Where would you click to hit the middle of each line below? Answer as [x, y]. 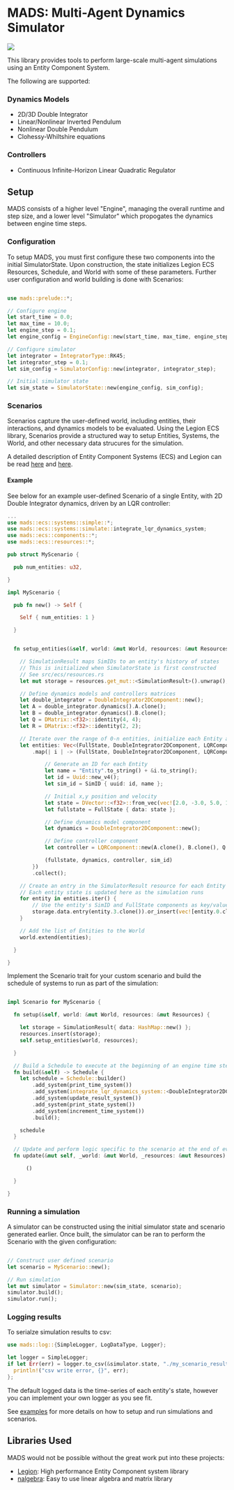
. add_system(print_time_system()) [82, 1085]
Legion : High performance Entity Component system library [103, 1471]
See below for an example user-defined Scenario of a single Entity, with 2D [115, 496]
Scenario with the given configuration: [62, 1241]
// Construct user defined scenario [60, 1260]
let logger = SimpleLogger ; [48, 1358]
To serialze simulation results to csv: [59, 1332]
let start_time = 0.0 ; [40, 317]
